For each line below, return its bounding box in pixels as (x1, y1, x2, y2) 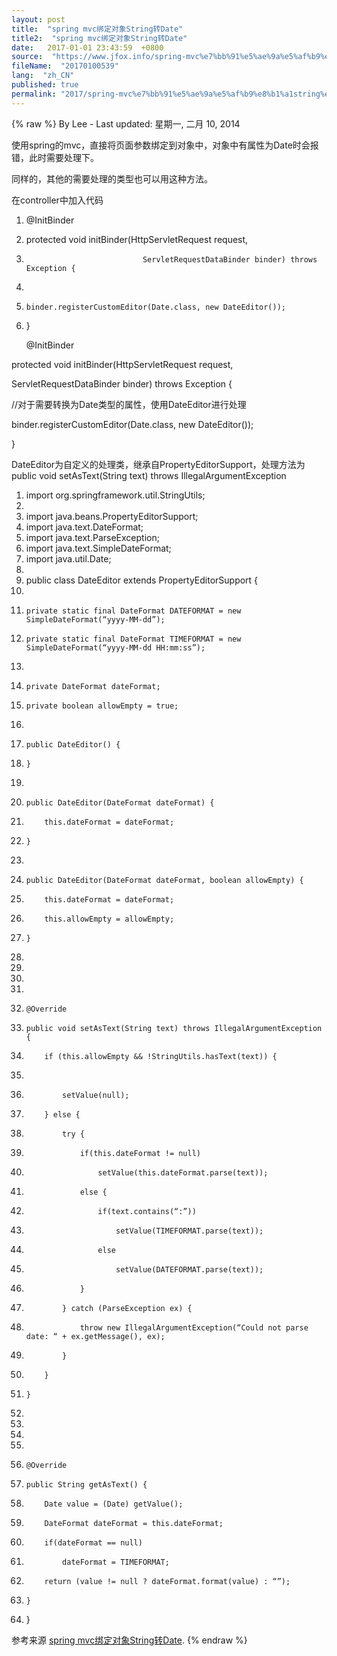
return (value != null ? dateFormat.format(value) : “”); (44, 1576, 291, 1586)
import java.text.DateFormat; (25, 521, 144, 533)
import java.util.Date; (25, 552, 112, 565)
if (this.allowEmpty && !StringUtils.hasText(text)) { (44, 1051, 278, 1061)
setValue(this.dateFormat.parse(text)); (97, 1167, 269, 1178)
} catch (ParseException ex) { (62, 1303, 193, 1313)
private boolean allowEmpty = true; (25, 701, 179, 711)
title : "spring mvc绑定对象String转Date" (11, 24, 184, 34)
